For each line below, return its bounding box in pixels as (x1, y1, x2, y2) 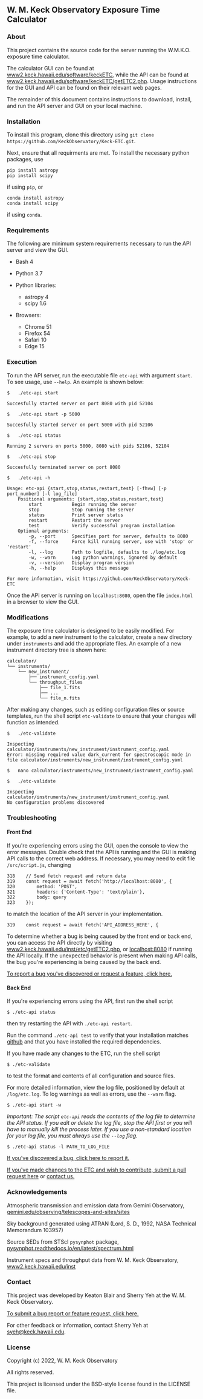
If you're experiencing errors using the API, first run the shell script (7, 997, 173, 1005)
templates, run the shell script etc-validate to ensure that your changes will (7, 712, 196, 720)
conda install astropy (7, 195, 64, 201)
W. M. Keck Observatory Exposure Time (7, 5, 161, 15)
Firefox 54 (24, 330, 51, 337)
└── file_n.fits (39, 695, 80, 701)
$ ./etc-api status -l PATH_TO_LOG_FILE (7, 1144, 111, 1150)
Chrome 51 (24, 323, 52, 331)
